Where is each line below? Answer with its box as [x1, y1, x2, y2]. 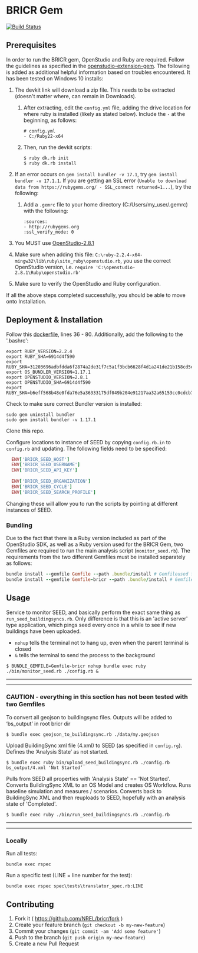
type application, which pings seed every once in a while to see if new [6, 621, 177, 628]
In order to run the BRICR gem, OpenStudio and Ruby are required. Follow [6, 56, 184, 63]
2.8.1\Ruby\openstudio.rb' [14, 270, 81, 276]
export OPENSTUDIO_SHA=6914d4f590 [6, 379, 91, 385]
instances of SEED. [6, 506, 52, 513]
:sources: [23, 218, 48, 225]
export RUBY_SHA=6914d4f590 [6, 353, 75, 360]
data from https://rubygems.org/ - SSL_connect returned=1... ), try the [14, 183, 192, 190]
